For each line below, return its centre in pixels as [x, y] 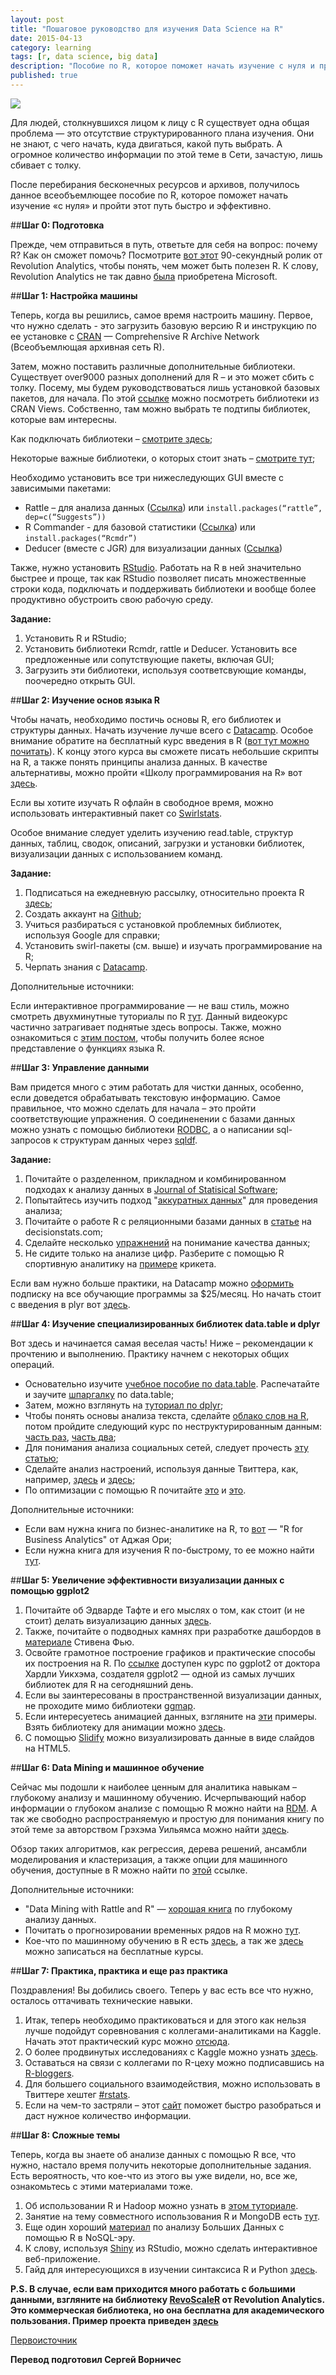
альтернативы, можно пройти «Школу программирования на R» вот [156, 772]
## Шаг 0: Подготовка [57, 225]
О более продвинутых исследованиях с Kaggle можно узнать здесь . [171, 2052]
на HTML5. [47, 1748]
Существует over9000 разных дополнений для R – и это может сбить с [162, 377]
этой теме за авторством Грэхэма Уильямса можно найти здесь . [150, 1829]
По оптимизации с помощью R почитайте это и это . [135, 1490]
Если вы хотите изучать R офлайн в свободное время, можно [142, 802]
